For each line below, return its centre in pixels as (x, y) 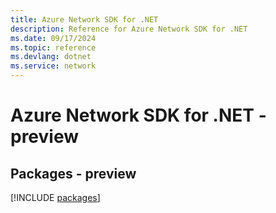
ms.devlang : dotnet (51, 57)
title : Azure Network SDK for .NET (84, 19)
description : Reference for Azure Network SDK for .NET (129, 29)
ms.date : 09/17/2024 (53, 38)
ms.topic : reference (53, 47)
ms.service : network (53, 66)
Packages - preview (73, 173)
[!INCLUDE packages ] (55, 197)
